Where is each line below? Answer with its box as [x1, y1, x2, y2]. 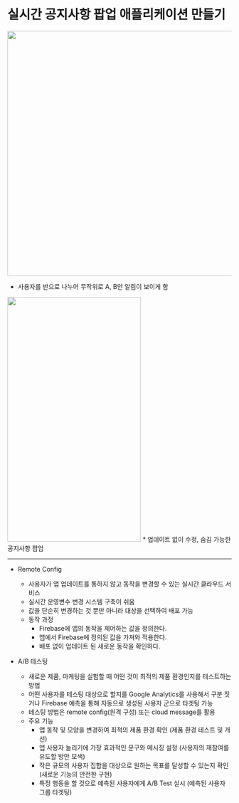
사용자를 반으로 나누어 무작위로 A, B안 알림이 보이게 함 [17, 282, 169, 290]
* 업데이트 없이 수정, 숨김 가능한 [142, 535, 231, 543]
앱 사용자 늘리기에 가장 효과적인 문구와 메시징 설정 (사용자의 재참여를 [38, 743, 230, 752]
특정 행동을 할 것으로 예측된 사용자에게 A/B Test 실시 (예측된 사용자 [38, 779, 226, 787]
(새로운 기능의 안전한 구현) [38, 770, 112, 778]
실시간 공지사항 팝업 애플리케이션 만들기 [7, 6, 226, 23]
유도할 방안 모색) [38, 752, 85, 760]
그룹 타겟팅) [38, 787, 73, 796]
